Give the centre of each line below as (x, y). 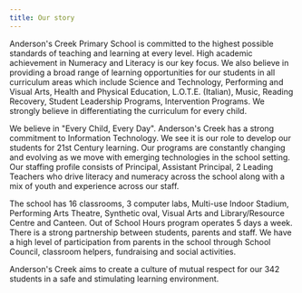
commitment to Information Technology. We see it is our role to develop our (151, 137)
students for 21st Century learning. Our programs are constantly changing (147, 147)
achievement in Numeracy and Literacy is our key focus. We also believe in (149, 62)
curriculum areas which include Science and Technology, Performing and (146, 81)
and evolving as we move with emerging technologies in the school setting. (150, 157)
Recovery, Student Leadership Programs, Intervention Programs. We (137, 101)
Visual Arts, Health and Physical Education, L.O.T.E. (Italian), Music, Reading (151, 91)
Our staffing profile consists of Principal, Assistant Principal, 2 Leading (141, 166)
